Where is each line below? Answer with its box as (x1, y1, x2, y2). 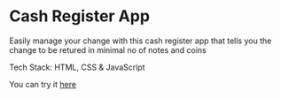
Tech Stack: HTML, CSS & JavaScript (9, 62, 145, 72)
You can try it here (9, 79, 77, 89)
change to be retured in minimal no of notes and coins (9, 44, 207, 55)
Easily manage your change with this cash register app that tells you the (9, 35, 272, 46)
